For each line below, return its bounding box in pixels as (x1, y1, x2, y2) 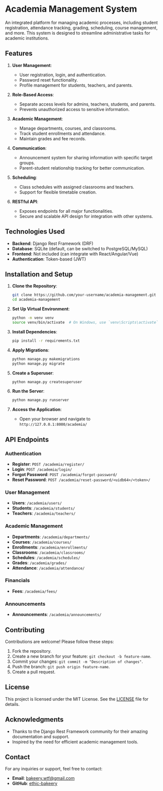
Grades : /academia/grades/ (12, 560, 67, 566)
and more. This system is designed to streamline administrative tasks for (5, 30, 150, 36)
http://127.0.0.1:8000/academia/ (19, 422, 88, 427)
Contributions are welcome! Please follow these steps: (5, 638, 114, 644)
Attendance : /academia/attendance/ (12, 565, 85, 571)
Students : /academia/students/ (12, 505, 75, 511)
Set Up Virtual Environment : (12, 306, 70, 312)
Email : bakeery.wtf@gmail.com (12, 775, 75, 781)
